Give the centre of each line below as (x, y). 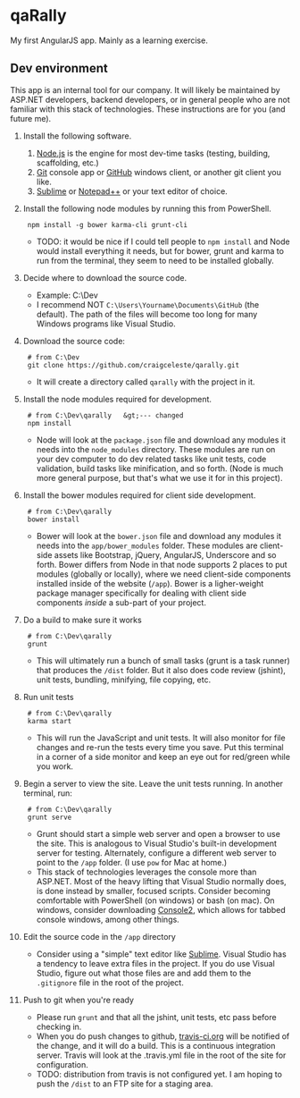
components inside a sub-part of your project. (121, 602)
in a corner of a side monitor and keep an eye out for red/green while (163, 756)
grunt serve (50, 817)
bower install (54, 519)
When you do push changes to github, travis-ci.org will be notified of (163, 1036)
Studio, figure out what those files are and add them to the (144, 973)
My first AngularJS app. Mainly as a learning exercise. (109, 40)
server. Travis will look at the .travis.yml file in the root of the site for (161, 1055)
